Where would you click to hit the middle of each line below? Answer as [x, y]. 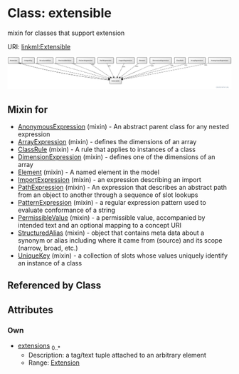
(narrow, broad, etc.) [48, 248]
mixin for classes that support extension [66, 33]
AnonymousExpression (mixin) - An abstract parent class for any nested [123, 127]
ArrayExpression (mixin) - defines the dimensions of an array [107, 142]
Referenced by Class [54, 286]
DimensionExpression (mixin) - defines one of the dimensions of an [116, 157]
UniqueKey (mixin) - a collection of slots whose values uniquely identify [123, 256]
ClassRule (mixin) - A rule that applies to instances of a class [106, 150]
